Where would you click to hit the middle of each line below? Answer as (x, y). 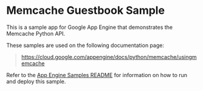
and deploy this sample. (36, 81)
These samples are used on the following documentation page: (85, 45)
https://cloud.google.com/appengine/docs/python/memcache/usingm (109, 57)
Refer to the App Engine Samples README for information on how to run (97, 75)
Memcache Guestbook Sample (86, 11)
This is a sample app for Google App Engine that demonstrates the (90, 27)
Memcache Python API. (36, 33)
